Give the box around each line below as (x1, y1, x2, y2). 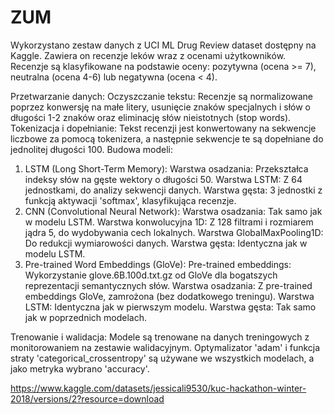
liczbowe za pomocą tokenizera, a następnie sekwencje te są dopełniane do (10, 132, 324, 145)
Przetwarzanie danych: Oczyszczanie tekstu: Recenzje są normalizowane (10, 90, 313, 102)
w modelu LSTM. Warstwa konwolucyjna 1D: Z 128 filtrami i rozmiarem (24, 216, 314, 228)
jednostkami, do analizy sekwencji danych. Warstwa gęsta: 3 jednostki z (24, 184, 323, 196)
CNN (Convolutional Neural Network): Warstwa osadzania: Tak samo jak (24, 205, 323, 217)
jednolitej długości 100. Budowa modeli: (10, 143, 174, 155)
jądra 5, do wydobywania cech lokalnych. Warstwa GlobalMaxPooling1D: (24, 226, 324, 238)
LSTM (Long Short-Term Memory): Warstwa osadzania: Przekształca (24, 162, 309, 175)
